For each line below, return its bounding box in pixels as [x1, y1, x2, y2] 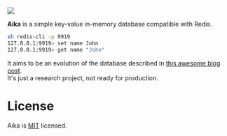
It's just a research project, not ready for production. [7, 73, 159, 82]
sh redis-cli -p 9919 [7, 33, 71, 40]
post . [7, 66, 22, 75]
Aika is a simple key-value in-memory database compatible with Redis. [7, 20, 212, 28]
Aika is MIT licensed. [7, 121, 68, 130]
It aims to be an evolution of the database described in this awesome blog [7, 59, 221, 67]
